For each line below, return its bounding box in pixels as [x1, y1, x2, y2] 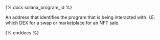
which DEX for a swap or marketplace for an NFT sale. [5, 20, 120, 26]
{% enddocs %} [5, 30, 39, 35]
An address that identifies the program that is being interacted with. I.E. [5, 14, 155, 20]
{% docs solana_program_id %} [5, 5, 73, 10]
